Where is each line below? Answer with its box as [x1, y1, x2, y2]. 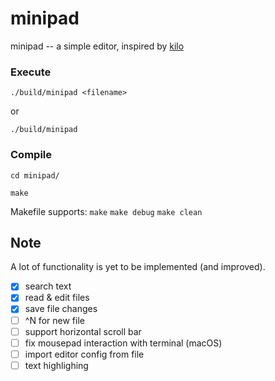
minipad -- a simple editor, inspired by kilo [10, 40, 185, 52]
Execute [10, 65, 52, 79]
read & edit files [24, 292, 90, 304]
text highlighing [24, 359, 89, 371]
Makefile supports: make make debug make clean [10, 205, 203, 217]
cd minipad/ [10, 170, 60, 181]
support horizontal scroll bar [24, 325, 142, 337]
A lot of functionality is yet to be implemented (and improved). [10, 261, 266, 273]
